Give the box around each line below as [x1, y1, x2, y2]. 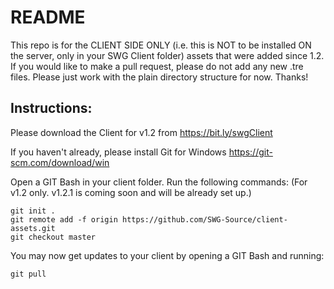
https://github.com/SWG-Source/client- [121, 214, 288, 225]
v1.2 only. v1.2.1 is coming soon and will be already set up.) [10, 186, 252, 198]
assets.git [10, 223, 56, 233]
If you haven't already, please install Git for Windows [10, 146, 227, 158]
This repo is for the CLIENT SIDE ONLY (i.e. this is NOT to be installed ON [10, 39, 312, 51]
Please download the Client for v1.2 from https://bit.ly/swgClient [10, 126, 273, 138]
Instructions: [10, 100, 93, 117]
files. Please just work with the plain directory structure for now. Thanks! [10, 71, 309, 83]
